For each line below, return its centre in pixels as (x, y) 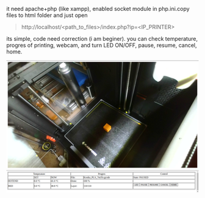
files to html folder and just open (47, 15)
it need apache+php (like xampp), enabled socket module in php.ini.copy (98, 9)
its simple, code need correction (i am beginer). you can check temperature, (102, 39)
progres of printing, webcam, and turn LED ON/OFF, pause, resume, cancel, (102, 45)
